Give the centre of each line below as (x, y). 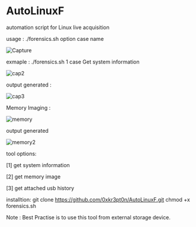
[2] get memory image (33, 177)
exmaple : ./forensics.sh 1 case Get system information (73, 62)
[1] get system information (38, 165)
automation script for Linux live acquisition (58, 27)
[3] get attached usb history (40, 188)
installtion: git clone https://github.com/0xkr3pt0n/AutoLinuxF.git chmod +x (98, 199)
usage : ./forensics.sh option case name (55, 39)
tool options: (21, 154)
